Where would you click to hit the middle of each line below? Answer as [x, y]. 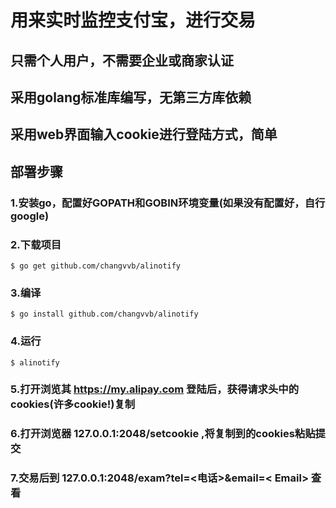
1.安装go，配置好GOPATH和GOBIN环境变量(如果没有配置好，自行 [168, 203]
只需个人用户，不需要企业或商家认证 [122, 60]
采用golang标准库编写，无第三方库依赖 [131, 97]
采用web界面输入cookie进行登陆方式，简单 [144, 134]
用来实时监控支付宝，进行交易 [133, 20]
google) [30, 216]
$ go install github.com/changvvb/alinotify [104, 314]
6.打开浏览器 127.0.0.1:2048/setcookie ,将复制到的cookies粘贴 [163, 434]
